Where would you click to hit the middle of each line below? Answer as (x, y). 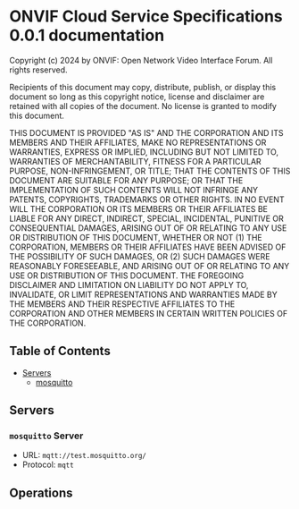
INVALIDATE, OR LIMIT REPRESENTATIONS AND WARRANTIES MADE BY (144, 294)
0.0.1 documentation (87, 35)
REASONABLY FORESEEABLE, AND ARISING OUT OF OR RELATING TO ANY (149, 266)
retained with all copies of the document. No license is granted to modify (143, 106)
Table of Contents (60, 351)
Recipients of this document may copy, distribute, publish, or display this (143, 87)
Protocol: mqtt (48, 465)
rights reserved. (39, 70)
